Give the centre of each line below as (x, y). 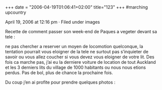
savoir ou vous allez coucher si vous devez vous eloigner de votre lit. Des (80, 57)
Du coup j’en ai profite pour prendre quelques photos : (60, 82)
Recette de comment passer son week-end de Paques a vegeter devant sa (81, 31)
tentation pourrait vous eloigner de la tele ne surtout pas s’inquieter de (77, 52)
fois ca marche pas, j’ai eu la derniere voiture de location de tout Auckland (81, 62)
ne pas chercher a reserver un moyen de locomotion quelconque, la (74, 46)
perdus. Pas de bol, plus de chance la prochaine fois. (59, 73)
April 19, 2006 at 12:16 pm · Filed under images (53, 22)
